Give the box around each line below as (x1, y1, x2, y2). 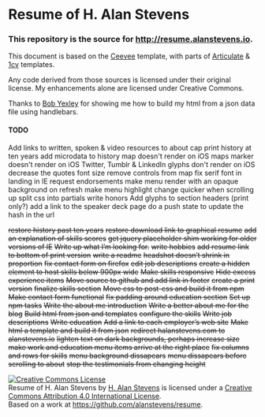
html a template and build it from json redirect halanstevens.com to (8, 326, 226, 335)
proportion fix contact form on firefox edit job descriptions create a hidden (8, 259, 250, 268)
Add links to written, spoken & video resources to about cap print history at (8, 143, 252, 152)
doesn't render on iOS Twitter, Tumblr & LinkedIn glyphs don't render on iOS (8, 159, 256, 169)
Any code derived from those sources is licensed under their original (8, 75, 231, 84)
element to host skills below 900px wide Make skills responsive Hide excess (8, 266, 256, 277)
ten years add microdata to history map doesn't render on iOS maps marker (8, 151, 254, 161)
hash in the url (8, 210, 55, 219)
